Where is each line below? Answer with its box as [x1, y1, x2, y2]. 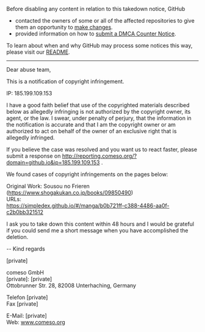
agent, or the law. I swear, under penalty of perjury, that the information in [6, 114, 192, 122]
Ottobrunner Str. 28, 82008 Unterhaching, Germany [6, 282, 136, 289]
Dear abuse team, [6, 66, 51, 73]
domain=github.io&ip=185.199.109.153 [6, 159, 100, 166]
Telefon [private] [6, 293, 48, 301]
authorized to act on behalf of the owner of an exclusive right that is [6, 128, 177, 135]
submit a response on [6, 152, 61, 160]
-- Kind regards [6, 245, 46, 253]
